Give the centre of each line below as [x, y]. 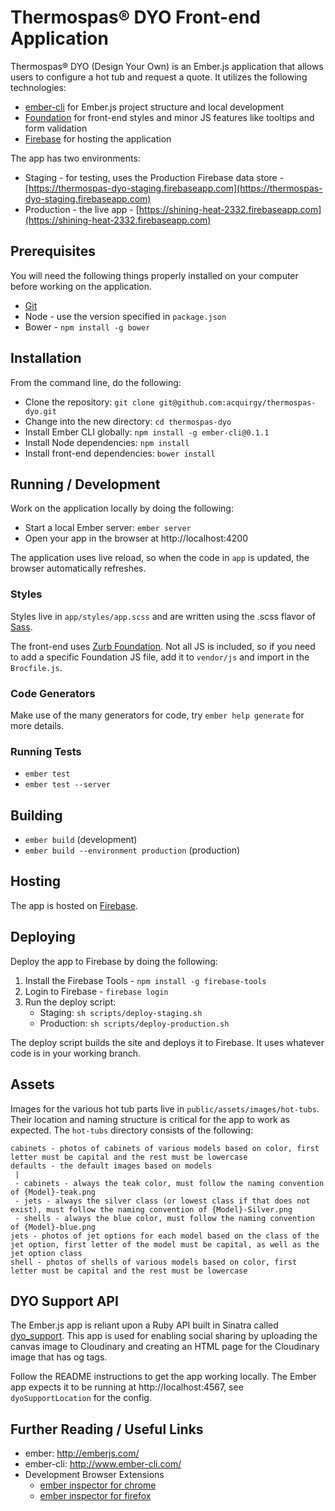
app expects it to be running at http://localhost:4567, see [127, 1387]
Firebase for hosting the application [98, 138]
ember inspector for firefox [95, 1496]
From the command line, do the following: [96, 382]
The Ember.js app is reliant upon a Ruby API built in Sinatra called [144, 1325]
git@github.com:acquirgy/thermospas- [237, 402]
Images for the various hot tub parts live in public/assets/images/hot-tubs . [165, 1108]
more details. [37, 725]
